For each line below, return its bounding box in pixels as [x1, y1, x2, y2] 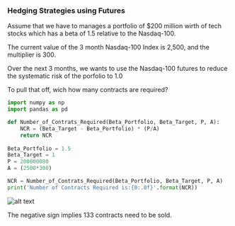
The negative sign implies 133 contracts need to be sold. [7, 210, 172, 219]
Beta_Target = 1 [7, 152, 55, 159]
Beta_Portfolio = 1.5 [7, 145, 71, 152]
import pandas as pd [7, 106, 69, 113]
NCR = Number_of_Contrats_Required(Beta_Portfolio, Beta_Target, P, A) [7, 178, 223, 185]
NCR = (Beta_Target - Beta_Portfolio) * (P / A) [20, 125, 160, 132]
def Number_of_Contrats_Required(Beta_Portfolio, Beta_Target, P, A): [7, 119, 220, 126]
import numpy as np [7, 99, 65, 106]
